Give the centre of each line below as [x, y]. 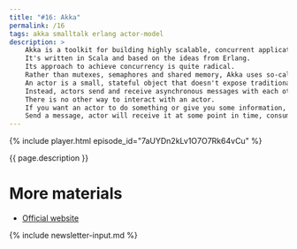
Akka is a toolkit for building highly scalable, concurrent [140, 50]
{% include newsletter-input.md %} [74, 236]
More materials [66, 194]
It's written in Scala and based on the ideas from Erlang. [138, 58]
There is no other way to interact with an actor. [120, 99]
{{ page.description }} [49, 158]
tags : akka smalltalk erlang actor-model [87, 34]
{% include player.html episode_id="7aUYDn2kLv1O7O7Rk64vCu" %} [136, 141]
